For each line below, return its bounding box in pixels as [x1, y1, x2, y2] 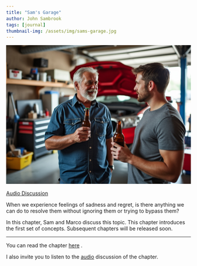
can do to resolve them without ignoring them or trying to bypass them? [6, 207, 179, 214]
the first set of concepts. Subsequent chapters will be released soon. [6, 225, 173, 232]
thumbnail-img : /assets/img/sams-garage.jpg [6, 28, 117, 34]
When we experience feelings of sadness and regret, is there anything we [6, 201, 185, 208]
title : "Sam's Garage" [6, 9, 62, 15]
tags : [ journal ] [6, 22, 46, 28]
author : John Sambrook [6, 15, 62, 22]
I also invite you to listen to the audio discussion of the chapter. [6, 253, 158, 261]
